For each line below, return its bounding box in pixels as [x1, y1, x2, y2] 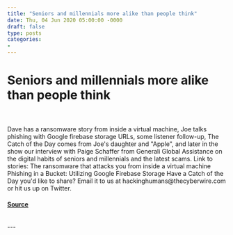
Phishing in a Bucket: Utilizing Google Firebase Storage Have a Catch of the [7, 169, 224, 177]
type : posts [7, 29, 42, 37]
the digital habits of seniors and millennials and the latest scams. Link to [7, 154, 214, 163]
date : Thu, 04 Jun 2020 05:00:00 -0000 [7, 17, 123, 24]
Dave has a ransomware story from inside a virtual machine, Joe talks [7, 124, 207, 133]
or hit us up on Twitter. [7, 184, 72, 192]
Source [7, 200, 29, 209]
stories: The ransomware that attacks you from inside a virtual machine [7, 161, 211, 170]
